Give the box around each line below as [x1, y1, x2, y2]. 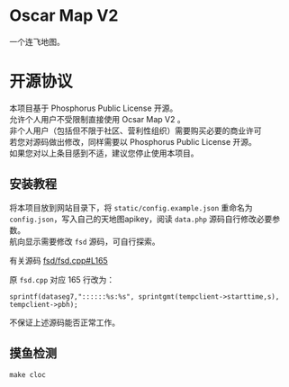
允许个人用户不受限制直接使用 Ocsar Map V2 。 [9, 113, 186, 124]
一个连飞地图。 [9, 36, 65, 47]
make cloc [9, 370, 47, 379]
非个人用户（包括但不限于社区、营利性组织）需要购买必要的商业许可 [9, 125, 262, 136]
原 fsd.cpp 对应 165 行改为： [9, 274, 115, 284]
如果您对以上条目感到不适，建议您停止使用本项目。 [9, 148, 199, 158]
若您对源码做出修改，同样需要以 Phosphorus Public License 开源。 [9, 136, 257, 147]
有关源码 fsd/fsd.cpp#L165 [9, 255, 108, 265]
